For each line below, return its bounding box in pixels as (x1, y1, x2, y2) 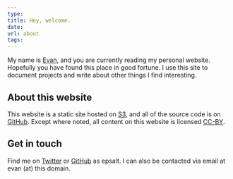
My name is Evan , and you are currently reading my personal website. (7, 56, 210, 64)
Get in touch (7, 138, 62, 150)
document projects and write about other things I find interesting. (7, 71, 197, 80)
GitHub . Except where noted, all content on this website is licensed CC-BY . (7, 117, 225, 125)
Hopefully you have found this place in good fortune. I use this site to (7, 63, 208, 72)
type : (7, 10, 23, 18)
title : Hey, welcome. (7, 17, 71, 24)
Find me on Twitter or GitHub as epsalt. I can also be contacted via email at (7, 156, 226, 165)
